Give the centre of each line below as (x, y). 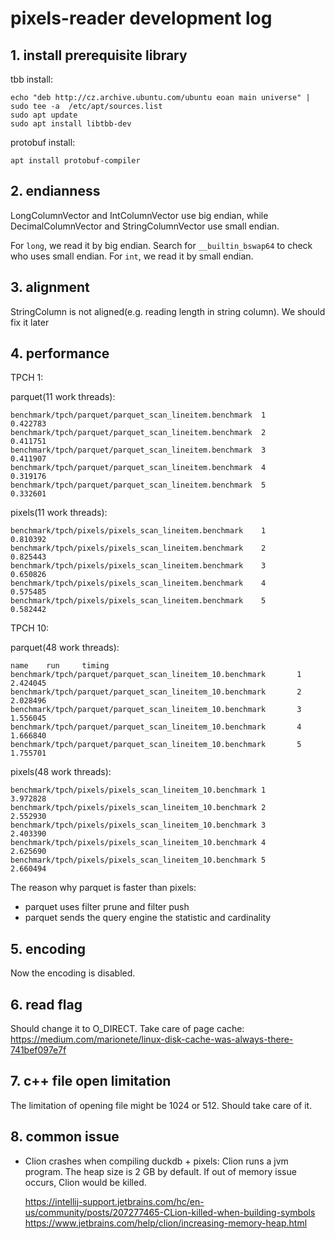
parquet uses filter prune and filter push (107, 907)
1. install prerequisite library (99, 55)
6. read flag (46, 1004)
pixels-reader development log (141, 18)
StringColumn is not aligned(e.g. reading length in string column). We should (168, 311)
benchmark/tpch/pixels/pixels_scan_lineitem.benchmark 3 (138, 566)
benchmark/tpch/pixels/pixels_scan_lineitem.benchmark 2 (138, 548)
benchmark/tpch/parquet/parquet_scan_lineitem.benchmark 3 (138, 450)
